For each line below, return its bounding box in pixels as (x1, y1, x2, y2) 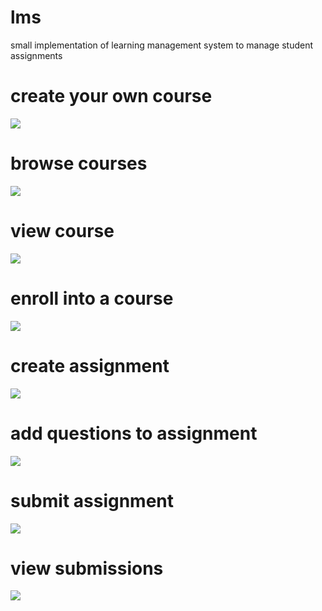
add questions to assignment (10, 422, 258, 445)
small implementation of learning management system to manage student (10, 39, 314, 51)
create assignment (10, 354, 170, 377)
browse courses (10, 152, 148, 175)
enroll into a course (10, 287, 174, 310)
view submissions (10, 557, 164, 580)
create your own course (10, 85, 213, 108)
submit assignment (10, 489, 175, 512)
